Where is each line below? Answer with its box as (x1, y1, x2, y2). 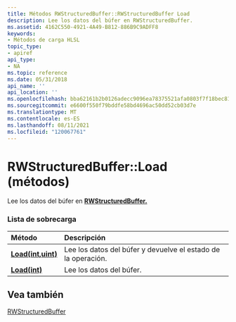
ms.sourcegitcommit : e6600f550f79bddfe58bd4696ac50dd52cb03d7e (7, 102, 197, 109)
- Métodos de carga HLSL (7, 37, 80, 44)
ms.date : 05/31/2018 (7, 75, 68, 83)
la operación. (64, 253, 107, 263)
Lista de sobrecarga (7, 214, 77, 224)
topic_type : (7, 43, 42, 50)
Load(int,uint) (11, 249, 58, 259)
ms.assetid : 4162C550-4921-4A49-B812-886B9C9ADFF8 (7, 23, 159, 30)
